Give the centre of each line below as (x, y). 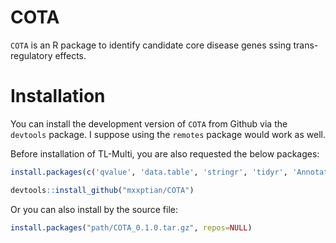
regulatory (31, 55)
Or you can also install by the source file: (94, 209)
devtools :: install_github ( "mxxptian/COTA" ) (102, 190)
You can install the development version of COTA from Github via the (149, 123)
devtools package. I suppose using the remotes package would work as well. (168, 134)
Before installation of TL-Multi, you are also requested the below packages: (165, 153)
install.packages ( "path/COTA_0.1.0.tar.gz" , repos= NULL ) (131, 227)
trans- (306, 45)
